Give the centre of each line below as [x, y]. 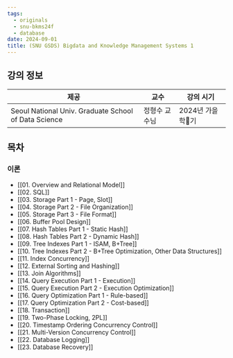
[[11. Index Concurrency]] [53, 258]
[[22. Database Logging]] [53, 339]
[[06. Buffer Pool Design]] [54, 221]
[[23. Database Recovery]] [55, 347]
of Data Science [37, 119]
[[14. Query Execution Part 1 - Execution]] [76, 280]
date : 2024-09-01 [32, 40]
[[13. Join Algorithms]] [49, 273]
